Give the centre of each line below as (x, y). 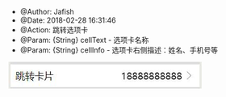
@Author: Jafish (47, 12)
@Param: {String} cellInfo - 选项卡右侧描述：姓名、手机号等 (119, 50)
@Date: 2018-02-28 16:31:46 (68, 20)
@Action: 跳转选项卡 (54, 30)
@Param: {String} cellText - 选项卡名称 (84, 40)
